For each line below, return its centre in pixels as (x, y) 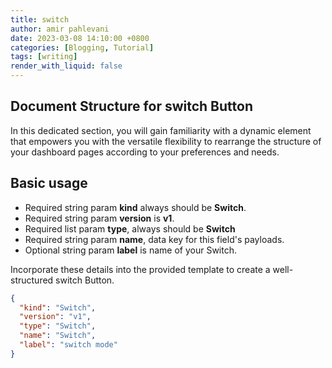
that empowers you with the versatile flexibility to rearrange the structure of (166, 141)
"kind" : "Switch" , (58, 307)
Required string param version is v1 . (99, 218)
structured (32, 280)
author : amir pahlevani (60, 29)
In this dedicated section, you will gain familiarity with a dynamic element (161, 130)
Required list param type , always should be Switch (130, 228)
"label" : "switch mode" (68, 345)
